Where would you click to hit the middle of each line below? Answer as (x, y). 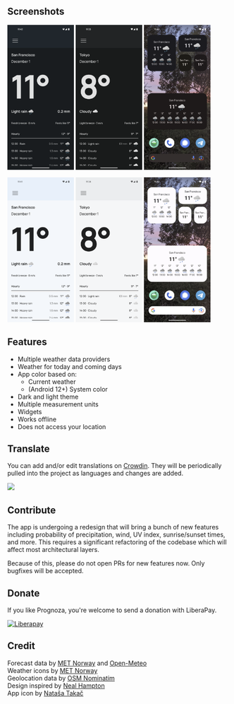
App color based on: (47, 374)
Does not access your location (62, 426)
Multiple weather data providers (64, 359)
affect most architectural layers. (54, 550)
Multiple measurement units (58, 404)
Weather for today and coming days (69, 366)
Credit (21, 646)
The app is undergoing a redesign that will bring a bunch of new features (113, 527)
